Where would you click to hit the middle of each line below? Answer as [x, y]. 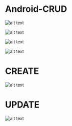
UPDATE [22, 105]
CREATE [22, 71]
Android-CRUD [36, 9]
